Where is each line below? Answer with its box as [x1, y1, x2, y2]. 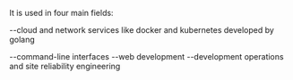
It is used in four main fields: [9, 8, 114, 18]
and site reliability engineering [9, 61, 121, 71]
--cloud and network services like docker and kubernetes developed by [9, 25, 275, 35]
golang [9, 35, 36, 44]
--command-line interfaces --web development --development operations [9, 52, 284, 61]
